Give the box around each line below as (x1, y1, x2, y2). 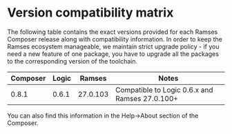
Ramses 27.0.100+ (115, 93, 178, 103)
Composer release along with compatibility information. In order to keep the (7, 35, 222, 43)
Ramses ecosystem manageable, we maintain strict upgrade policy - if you (7, 42, 220, 50)
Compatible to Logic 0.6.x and (115, 85, 213, 95)
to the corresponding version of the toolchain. (7, 57, 138, 65)
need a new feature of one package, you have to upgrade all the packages (7, 50, 220, 58)
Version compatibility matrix (7, 5, 174, 21)
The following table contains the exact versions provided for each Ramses (7, 28, 218, 36)
